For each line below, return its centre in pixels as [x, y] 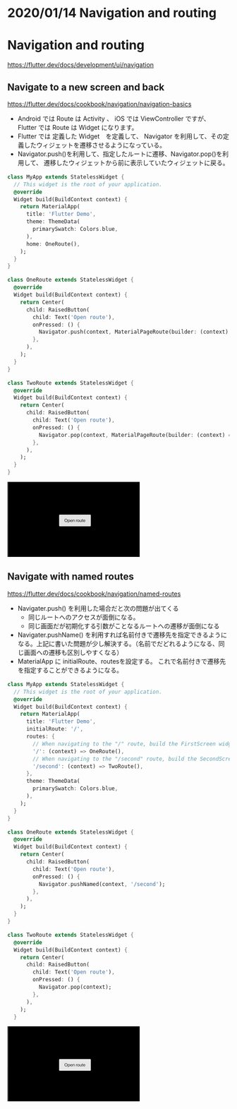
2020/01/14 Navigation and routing [112, 13]
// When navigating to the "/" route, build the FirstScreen [124, 744]
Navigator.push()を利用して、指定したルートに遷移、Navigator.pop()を [120, 154]
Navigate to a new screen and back [86, 87]
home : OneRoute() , [53, 244]
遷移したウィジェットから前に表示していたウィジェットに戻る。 [136, 162]
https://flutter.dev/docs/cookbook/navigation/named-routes [94, 594]
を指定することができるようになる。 [70, 670]
